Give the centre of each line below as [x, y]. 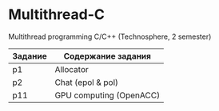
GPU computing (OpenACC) [108, 95]
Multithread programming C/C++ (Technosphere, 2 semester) [110, 36]
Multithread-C [57, 15]
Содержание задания [108, 55]
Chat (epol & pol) [86, 82]
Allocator [72, 69]
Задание [30, 55]
